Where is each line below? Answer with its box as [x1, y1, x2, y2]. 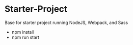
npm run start [11, 34, 40, 40]
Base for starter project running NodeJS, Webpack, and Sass [4, 20, 128, 25]
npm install [11, 29, 34, 35]
